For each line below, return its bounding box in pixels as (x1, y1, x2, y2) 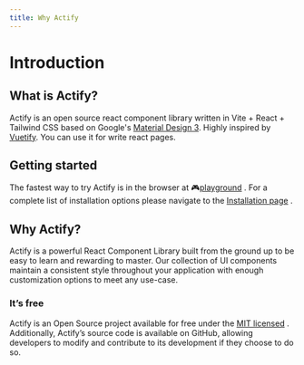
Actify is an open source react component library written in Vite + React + (9, 112, 286, 123)
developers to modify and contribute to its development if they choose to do (9, 337, 294, 348)
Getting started (9, 158, 98, 173)
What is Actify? (9, 88, 98, 104)
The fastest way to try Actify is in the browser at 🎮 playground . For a (9, 182, 268, 193)
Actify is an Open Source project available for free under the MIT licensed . (9, 318, 289, 329)
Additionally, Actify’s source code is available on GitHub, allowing (9, 327, 254, 338)
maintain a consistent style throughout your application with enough (9, 264, 264, 276)
